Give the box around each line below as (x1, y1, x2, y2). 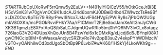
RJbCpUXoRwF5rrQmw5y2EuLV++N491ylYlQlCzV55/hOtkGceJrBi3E (18, 4, 157, 10)
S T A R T (5, 4, 19, 10)
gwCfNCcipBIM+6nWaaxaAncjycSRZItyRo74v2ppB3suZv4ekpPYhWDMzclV (5, 35, 158, 41)
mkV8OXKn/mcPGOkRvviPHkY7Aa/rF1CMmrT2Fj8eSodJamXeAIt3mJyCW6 (5, 19, 157, 25)
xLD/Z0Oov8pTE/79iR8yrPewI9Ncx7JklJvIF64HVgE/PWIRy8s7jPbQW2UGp (5, 15, 156, 20)
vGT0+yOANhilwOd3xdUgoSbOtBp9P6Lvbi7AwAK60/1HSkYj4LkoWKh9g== (5, 40, 157, 46)
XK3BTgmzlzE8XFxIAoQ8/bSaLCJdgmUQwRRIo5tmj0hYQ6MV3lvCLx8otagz (5, 25, 158, 31)
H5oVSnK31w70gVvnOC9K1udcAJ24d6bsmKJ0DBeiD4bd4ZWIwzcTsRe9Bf (5, 9, 157, 15)
